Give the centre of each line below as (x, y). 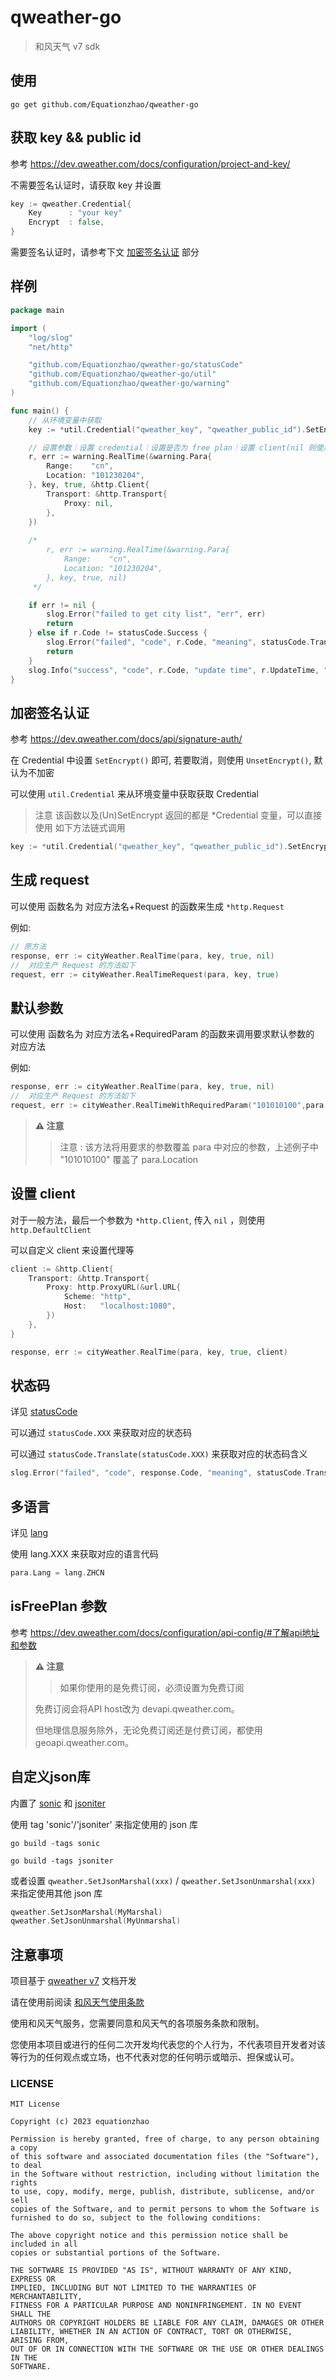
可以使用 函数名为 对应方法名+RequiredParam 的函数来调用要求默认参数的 (162, 1034)
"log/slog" (51, 337)
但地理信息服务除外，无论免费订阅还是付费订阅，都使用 (148, 1730)
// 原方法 (28, 946)
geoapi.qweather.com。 (84, 1742)
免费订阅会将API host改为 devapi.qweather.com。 (137, 1708)
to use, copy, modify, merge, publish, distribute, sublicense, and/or (162, 2192)
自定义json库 (50, 1777)
